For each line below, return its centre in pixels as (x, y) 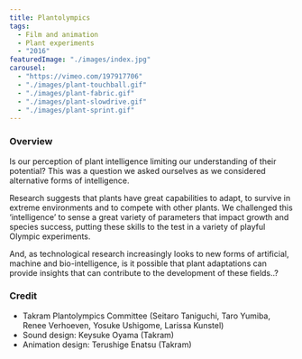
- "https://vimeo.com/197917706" (80, 77)
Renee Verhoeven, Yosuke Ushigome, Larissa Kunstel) (123, 325)
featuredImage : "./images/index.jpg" (80, 60)
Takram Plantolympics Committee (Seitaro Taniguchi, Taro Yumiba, (146, 316)
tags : (19, 26)
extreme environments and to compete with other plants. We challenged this (151, 207)
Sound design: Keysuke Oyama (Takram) (98, 335)
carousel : (28, 69)
